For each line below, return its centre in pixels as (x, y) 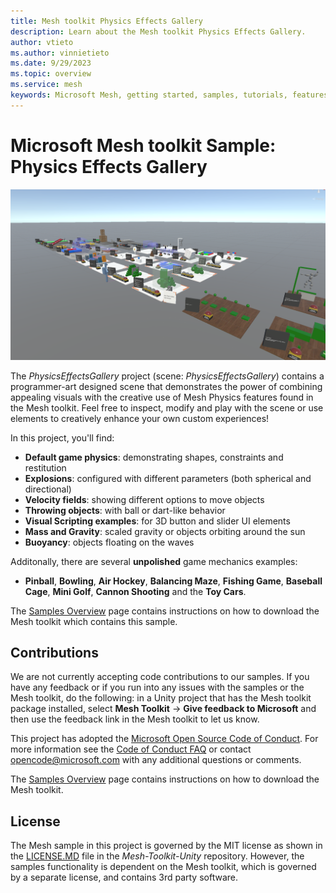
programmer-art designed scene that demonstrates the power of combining (166, 386)
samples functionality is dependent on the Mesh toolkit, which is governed (163, 867)
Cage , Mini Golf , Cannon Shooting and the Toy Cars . (135, 591)
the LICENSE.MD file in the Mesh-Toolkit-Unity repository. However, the (157, 856)
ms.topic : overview (51, 74)
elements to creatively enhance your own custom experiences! (140, 418)
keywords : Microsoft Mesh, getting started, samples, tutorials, (149, 95)
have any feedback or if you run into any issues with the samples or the (157, 687)
